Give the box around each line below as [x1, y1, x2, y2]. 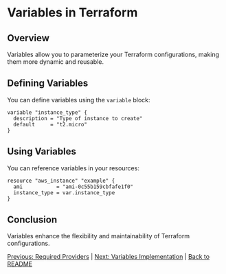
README [7, 260, 33, 269]
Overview [7, 32, 50, 44]
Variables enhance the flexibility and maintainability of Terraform [7, 232, 190, 240]
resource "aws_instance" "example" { [7, 177, 115, 184]
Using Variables [7, 146, 77, 157]
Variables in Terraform [7, 5, 138, 21]
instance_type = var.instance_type [13, 189, 115, 196]
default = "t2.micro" [13, 121, 88, 128]
